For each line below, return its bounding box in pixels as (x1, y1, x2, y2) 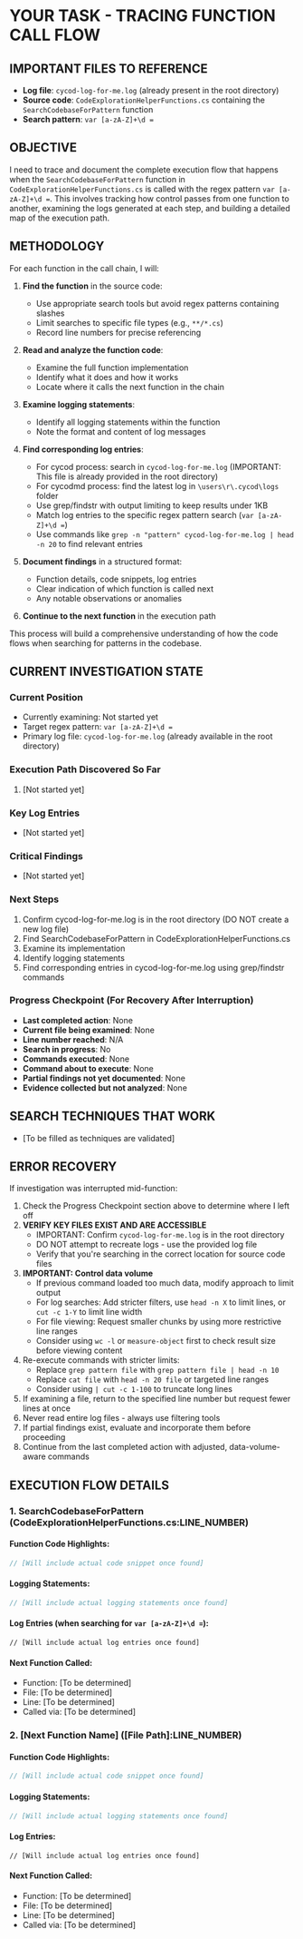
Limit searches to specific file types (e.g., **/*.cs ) (35, 317, 224, 328)
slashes (35, 308, 65, 318)
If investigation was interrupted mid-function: (9, 1183, 178, 1194)
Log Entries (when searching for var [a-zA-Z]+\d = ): (9, 1618, 210, 1629)
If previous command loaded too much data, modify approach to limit (35, 1278, 294, 1288)
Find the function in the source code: (22, 280, 163, 291)
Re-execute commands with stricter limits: (22, 1355, 180, 1366)
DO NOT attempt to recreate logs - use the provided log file (35, 1239, 258, 1250)
